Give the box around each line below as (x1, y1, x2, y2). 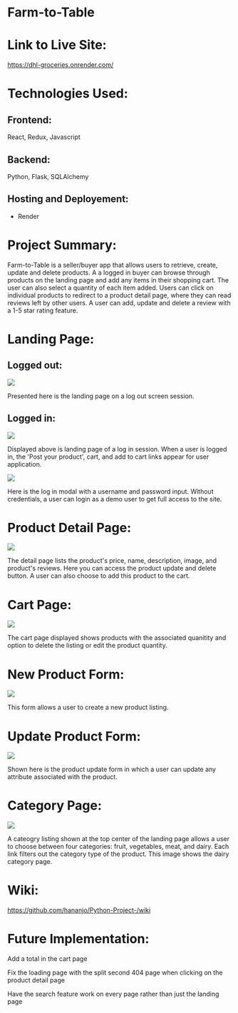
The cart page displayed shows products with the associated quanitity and (7, 633, 227, 642)
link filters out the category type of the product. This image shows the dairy (7, 850, 229, 858)
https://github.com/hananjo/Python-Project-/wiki (7, 906, 151, 915)
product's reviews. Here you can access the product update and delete (7, 564, 217, 573)
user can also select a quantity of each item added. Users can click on (7, 283, 214, 292)
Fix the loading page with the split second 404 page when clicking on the (7, 968, 223, 977)
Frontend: (7, 113, 52, 126)
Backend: (7, 153, 51, 166)
